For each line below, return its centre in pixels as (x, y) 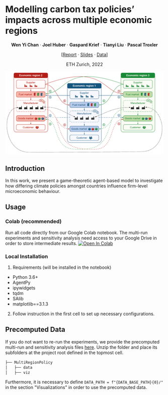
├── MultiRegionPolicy (29, 362)
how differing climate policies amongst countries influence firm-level (76, 186)
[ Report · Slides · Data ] (85, 55)
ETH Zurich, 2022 (85, 64)
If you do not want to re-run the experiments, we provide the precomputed (82, 341)
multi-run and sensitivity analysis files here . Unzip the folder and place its (81, 347)
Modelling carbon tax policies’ (70, 9)
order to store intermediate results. (41, 243)
